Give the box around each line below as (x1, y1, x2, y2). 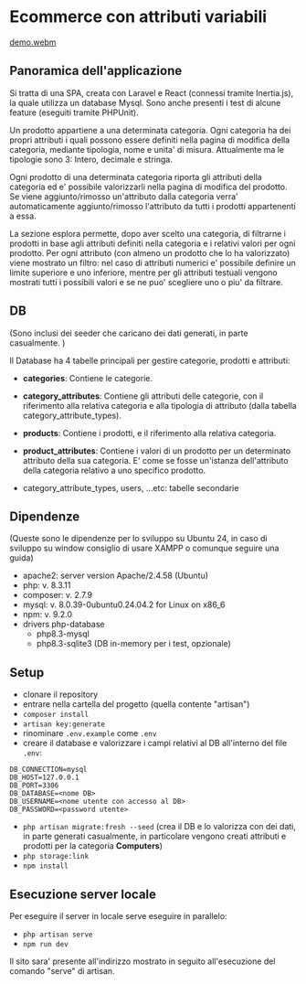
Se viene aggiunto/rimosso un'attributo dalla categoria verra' (9, 190, 239, 202)
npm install (22, 861, 69, 871)
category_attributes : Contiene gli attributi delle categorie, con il (22, 390, 264, 401)
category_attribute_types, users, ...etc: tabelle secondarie (22, 482, 239, 493)
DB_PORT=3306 (9, 781, 59, 790)
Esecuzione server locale (9, 886, 157, 902)
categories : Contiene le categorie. (22, 372, 153, 383)
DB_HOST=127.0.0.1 (9, 773, 79, 783)
